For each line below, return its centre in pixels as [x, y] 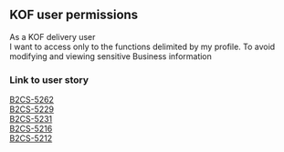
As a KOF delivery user [53, 36]
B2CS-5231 [31, 119]
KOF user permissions [74, 15]
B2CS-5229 [32, 109]
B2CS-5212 [31, 138]
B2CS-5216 [31, 129]
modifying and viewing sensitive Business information [111, 56]
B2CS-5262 [32, 100]
